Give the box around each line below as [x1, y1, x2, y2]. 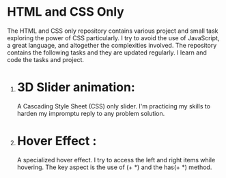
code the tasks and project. [7, 55, 84, 63]
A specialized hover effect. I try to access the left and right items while [16, 155, 216, 164]
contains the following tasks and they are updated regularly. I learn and [7, 48, 207, 57]
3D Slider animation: [16, 80, 135, 95]
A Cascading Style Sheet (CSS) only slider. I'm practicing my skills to [16, 102, 210, 110]
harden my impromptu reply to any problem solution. [16, 109, 165, 117]
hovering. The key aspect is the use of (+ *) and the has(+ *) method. [16, 163, 212, 171]
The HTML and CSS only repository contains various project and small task [7, 27, 218, 35]
